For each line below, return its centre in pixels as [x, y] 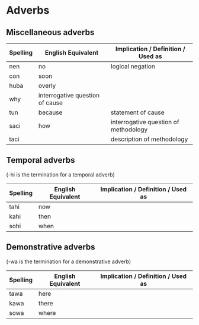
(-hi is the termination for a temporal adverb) [61, 174]
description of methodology [149, 139]
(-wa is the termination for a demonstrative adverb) [69, 261]
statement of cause [137, 112]
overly [47, 86]
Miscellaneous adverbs [50, 32]
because [50, 112]
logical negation [133, 66]
